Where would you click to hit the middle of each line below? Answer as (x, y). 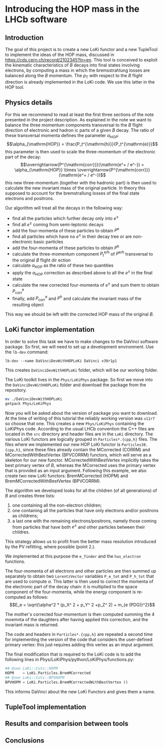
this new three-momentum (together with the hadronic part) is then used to (81, 183)
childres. (21, 532)
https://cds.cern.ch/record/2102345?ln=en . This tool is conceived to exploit (81, 60)
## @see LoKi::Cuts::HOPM (31, 669)
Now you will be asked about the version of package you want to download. (82, 413)
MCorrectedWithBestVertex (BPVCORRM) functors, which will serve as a (78, 455)
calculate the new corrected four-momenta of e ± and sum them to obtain (86, 285)
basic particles (48, 242)
